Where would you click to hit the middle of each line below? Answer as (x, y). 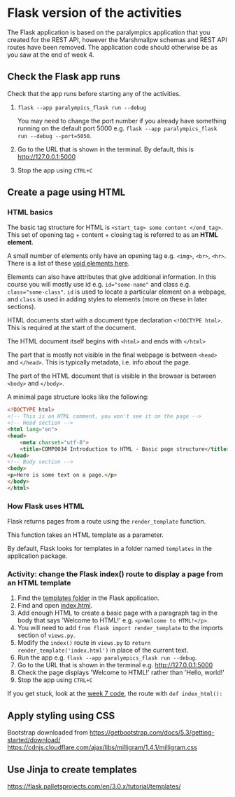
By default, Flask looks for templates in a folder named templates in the (109, 549)
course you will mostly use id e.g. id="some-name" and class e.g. (99, 285)
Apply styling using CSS (61, 715)
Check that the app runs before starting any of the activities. (94, 93)
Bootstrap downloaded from (48, 733)
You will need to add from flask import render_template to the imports (120, 628)
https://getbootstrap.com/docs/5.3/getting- (152, 733)
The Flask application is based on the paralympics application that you (109, 32)
